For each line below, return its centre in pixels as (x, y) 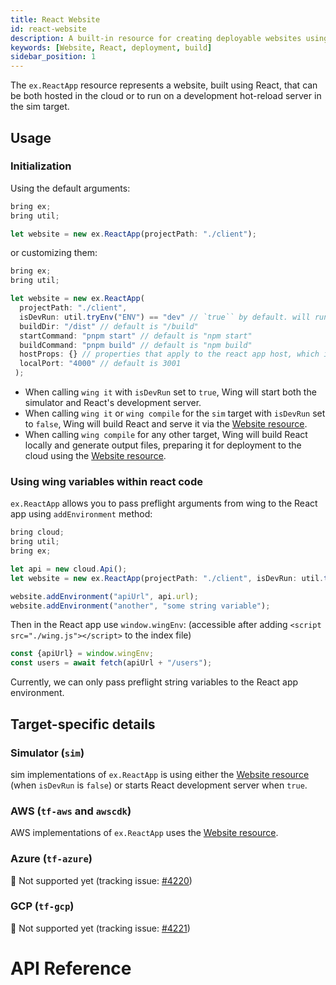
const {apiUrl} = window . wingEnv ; (82, 654)
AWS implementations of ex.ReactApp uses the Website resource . (144, 833)
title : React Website (55, 19)
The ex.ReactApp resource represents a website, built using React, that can (164, 85)
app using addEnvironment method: (81, 514)
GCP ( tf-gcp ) (42, 906)
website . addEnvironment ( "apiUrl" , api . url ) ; (104, 596)
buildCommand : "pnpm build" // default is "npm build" (136, 345)
